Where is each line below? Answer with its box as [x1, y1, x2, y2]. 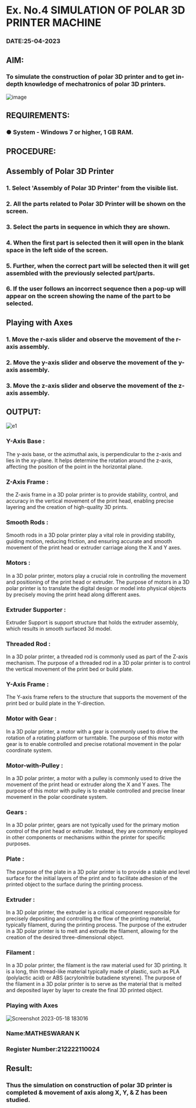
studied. [6, 1096, 30, 1104]
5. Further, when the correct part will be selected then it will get [6, 262, 190, 270]
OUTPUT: [6, 407, 41, 417]
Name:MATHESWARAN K [6, 1029, 80, 1037]
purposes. [6, 840, 31, 847]
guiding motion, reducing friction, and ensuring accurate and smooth [6, 538, 173, 545]
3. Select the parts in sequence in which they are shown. [6, 223, 171, 231]
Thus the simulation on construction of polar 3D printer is [6, 1081, 173, 1089]
